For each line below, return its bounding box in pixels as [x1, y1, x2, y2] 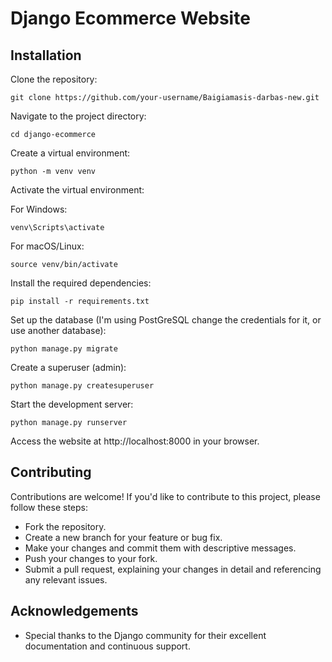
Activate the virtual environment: [10, 184, 145, 196]
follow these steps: [10, 501, 88, 513]
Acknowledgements [10, 603, 139, 620]
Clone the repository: [10, 73, 98, 85]
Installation [10, 47, 82, 64]
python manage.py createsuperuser [10, 381, 155, 391]
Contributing [10, 464, 92, 481]
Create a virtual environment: [10, 147, 131, 159]
